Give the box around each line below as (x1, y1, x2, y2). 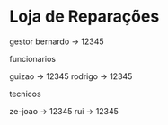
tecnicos (9, 88, 42, 99)
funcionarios (9, 53, 57, 64)
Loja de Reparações (9, 6, 160, 27)
